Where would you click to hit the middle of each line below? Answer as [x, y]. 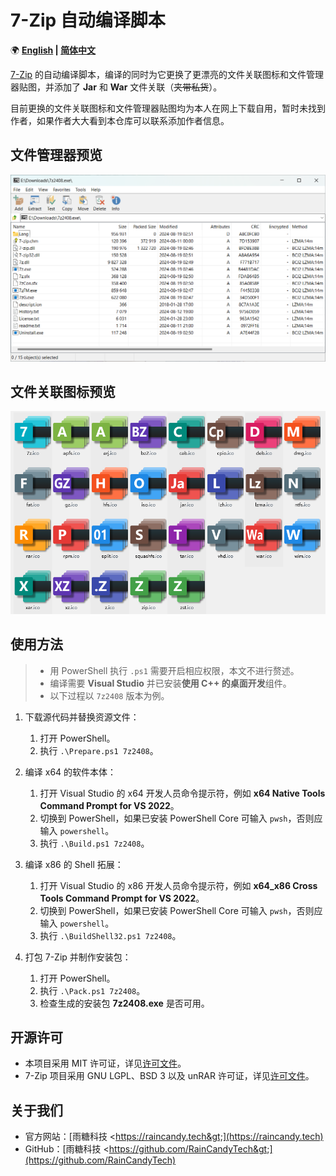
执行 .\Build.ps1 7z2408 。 [94, 843]
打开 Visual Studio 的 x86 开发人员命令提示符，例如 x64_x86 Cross [178, 885]
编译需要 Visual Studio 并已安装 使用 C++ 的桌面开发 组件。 [170, 683]
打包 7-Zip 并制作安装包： [78, 957]
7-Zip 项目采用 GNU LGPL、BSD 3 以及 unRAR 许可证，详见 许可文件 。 [169, 1076]
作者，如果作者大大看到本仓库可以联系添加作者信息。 [120, 120]
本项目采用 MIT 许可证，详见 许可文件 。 [105, 1063]
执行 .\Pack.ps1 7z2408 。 [92, 990]
